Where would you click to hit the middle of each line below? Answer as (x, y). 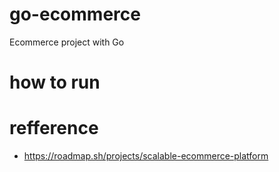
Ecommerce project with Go (67, 42)
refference (54, 128)
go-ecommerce (75, 14)
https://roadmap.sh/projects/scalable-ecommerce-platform (146, 156)
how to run (55, 82)
